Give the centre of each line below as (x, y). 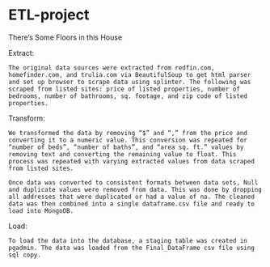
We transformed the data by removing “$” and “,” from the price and (128, 133)
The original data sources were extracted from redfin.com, (112, 68)
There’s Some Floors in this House (65, 37)
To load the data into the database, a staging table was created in (128, 240)
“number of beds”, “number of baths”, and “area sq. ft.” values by (126, 147)
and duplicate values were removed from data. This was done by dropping (135, 189)
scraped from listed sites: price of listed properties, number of (124, 89)
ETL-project (49, 15)
